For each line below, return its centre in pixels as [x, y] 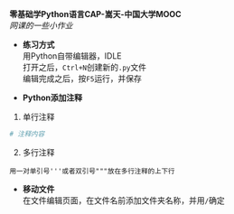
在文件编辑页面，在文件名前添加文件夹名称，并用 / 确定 [123, 200]
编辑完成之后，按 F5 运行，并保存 [82, 79]
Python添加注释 [52, 98]
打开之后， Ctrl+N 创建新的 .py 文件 [84, 67]
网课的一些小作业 [41, 25]
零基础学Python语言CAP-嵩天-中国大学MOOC [96, 14]
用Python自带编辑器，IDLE [72, 56]
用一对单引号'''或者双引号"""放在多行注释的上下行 [92, 171]
